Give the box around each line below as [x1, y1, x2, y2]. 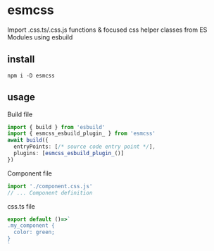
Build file [7, 110, 33, 118]
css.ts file [7, 202, 35, 210]
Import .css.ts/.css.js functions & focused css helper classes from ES [7, 25, 208, 34]
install [7, 54, 35, 66]
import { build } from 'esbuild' [7, 123, 106, 130]
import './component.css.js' [7, 183, 93, 190]
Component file [7, 169, 53, 178]
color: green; [13, 228, 55, 236]
